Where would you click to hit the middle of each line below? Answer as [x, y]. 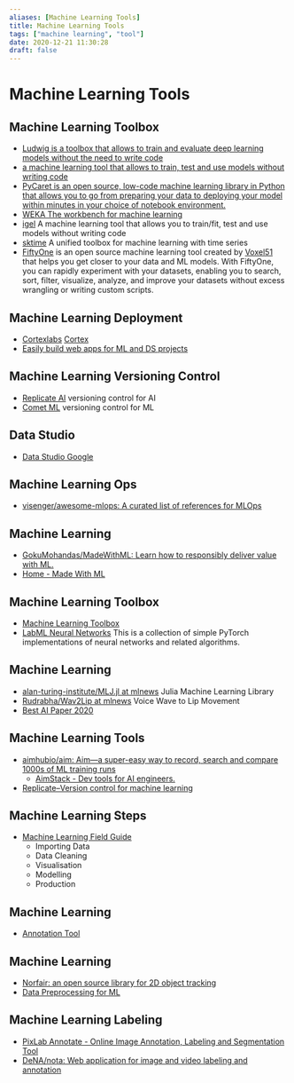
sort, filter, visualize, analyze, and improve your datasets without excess [153, 281]
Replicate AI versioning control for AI [89, 398]
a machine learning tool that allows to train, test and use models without [153, 167]
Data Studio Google [58, 456]
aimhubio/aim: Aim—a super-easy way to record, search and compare [150, 759]
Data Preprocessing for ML [71, 992]
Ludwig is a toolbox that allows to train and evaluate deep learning [143, 148]
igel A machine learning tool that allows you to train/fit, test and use [145, 224]
